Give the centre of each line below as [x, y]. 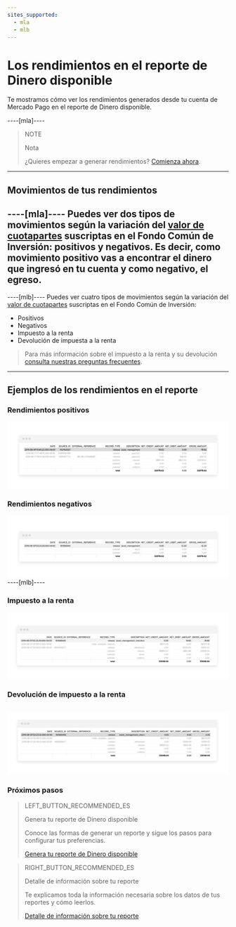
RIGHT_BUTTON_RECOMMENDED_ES [79, 867]
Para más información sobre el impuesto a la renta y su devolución [121, 354]
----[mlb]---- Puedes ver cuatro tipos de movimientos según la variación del [118, 297]
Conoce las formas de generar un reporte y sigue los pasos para [118, 833]
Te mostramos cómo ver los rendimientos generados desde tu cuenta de [112, 100]
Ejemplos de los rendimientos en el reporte [103, 390]
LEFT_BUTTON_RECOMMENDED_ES [77, 806]
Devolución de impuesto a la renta [66, 695]
